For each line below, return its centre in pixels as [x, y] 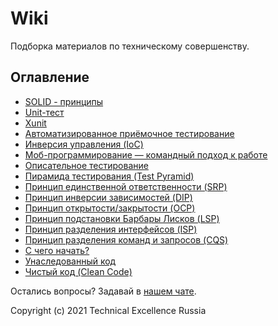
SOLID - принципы [64, 101]
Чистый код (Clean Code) [78, 271]
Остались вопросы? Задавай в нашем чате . [103, 291]
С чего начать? [57, 250]
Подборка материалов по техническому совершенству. [130, 46]
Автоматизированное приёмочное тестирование [129, 133]
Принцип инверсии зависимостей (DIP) [108, 197]
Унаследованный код [70, 261]
